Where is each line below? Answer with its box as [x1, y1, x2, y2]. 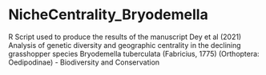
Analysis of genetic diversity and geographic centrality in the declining [8, 40, 242, 49]
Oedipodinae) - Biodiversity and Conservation [8, 57, 160, 67]
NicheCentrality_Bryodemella [8, 6, 208, 24]
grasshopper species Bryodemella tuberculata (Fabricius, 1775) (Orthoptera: [8, 49, 260, 58]
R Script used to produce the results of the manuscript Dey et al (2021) [8, 32, 242, 41]
